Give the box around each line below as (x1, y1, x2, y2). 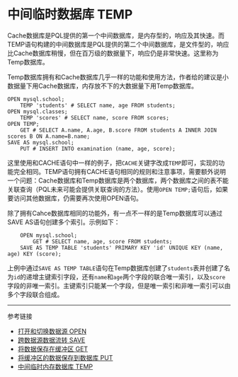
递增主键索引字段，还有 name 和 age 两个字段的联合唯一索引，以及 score (25, 272, 226, 281)
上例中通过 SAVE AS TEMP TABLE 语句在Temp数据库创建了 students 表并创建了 (7, 263, 225, 272)
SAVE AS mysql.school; (7, 139, 74, 146)
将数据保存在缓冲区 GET (17, 344, 89, 353)
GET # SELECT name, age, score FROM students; (33, 238, 173, 245)
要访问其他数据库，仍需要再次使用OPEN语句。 (7, 194, 143, 202)
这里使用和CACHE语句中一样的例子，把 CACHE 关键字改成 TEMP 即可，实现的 (7, 158, 219, 167)
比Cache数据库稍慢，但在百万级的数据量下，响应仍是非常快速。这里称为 (7, 49, 219, 57)
